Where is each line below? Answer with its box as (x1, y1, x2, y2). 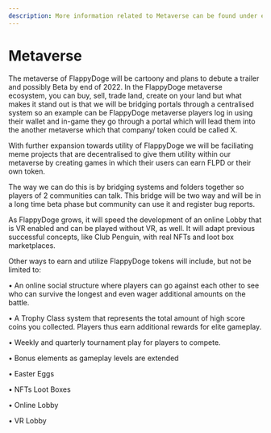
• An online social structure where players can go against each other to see (8, 280, 260, 290)
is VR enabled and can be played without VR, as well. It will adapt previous (8, 223, 256, 233)
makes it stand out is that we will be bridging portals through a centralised (8, 99, 254, 109)
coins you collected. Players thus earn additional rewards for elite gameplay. (8, 322, 262, 331)
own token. (8, 166, 46, 176)
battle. (8, 297, 30, 307)
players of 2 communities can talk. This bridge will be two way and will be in (8, 191, 261, 200)
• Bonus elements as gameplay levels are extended (8, 353, 179, 363)
